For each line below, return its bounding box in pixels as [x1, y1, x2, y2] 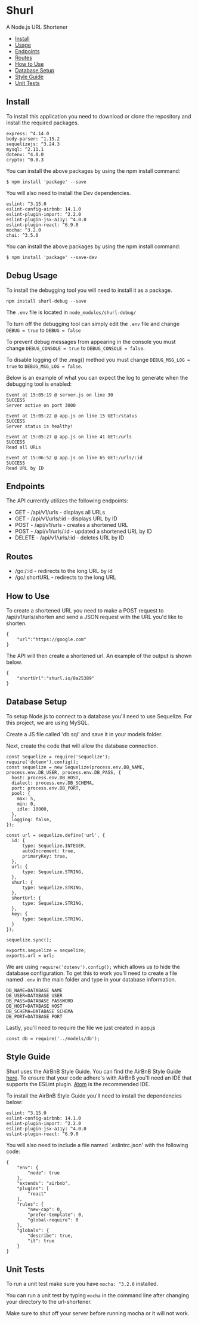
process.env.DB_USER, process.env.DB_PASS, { [6, 769, 121, 775]
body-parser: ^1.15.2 [6, 136, 60, 142]
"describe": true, [27, 1233, 73, 1239]
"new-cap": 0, [27, 1206, 63, 1212]
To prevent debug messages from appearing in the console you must [6, 338, 176, 345]
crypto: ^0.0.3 [6, 157, 44, 163]
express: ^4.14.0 [6, 130, 49, 136]
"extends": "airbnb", [17, 1180, 70, 1186]
